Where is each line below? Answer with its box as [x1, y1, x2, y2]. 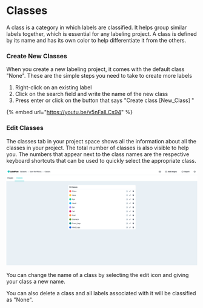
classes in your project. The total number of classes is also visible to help [6, 144, 189, 151]
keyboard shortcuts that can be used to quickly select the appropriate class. [6, 157, 197, 164]
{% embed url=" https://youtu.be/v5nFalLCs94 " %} [6, 109, 133, 116]
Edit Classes [6, 124, 44, 132]
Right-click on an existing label [15, 84, 92, 91]
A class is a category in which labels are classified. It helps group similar [6, 24, 187, 31]
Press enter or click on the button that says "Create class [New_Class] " [15, 97, 195, 104]
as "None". [6, 296, 33, 303]
